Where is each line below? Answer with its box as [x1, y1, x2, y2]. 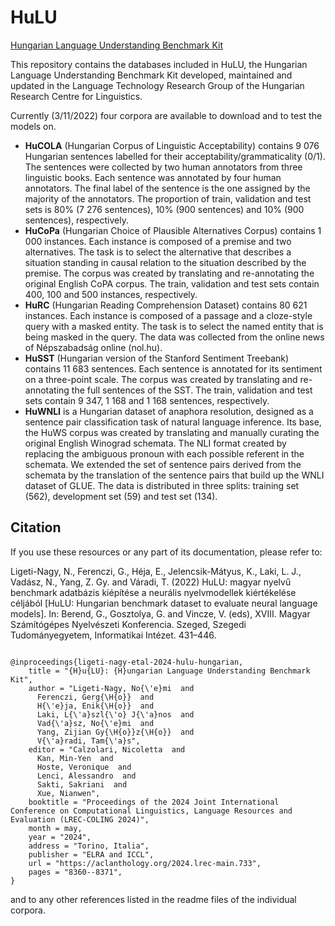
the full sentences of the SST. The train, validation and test [71, 384, 313, 396]
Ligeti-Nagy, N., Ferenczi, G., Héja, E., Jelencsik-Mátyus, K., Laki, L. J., [10, 565, 302, 577]
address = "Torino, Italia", [28, 841, 150, 851]
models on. [10, 120, 57, 132]
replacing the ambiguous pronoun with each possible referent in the [24, 447, 305, 460]
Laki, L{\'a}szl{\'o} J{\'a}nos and [36, 709, 195, 720]
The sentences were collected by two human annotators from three [24, 161, 303, 173]
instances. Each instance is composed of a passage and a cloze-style [24, 309, 313, 321]
